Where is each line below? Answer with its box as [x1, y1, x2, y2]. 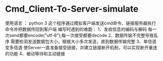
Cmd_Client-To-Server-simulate [5, 3, 139, 15]
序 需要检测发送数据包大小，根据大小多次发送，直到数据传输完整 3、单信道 [5, 38, 157, 44]
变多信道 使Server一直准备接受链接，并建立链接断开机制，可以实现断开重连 [5, 44, 158, 50]
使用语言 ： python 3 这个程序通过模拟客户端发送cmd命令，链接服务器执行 [5, 20, 156, 26]
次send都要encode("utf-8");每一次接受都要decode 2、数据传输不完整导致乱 [5, 32, 159, 38]
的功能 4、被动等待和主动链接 [5, 50, 65, 57]
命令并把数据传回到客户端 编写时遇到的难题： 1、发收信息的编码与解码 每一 [5, 26, 157, 32]
